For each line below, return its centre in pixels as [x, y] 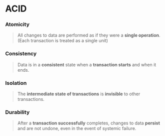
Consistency [21, 54]
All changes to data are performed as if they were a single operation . [89, 35]
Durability [17, 112]
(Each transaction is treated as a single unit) [63, 41]
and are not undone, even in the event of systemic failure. [77, 128]
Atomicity [17, 25]
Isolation [16, 83]
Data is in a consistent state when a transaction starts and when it [87, 64]
